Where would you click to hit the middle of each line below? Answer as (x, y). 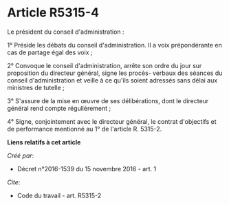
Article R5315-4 (53, 13)
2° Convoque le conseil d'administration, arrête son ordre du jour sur (105, 65)
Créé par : (21, 155)
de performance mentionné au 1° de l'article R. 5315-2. (85, 129)
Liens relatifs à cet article (44, 142)
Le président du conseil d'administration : (66, 32)
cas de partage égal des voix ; (50, 52)
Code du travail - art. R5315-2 (59, 195)
